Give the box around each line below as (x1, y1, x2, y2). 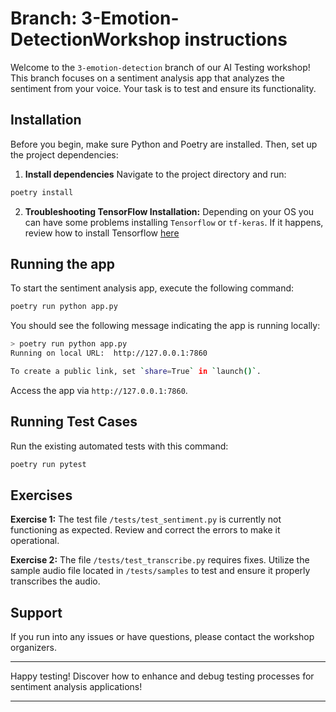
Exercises (10, 487, 73, 504)
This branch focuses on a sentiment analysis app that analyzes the (10, 72, 285, 84)
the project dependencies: (10, 148, 119, 161)
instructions (184, 28, 288, 51)
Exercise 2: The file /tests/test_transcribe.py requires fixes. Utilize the (10, 554, 310, 566)
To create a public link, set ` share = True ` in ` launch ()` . (10, 367, 262, 377)
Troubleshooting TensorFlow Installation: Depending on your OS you (24, 205, 315, 217)
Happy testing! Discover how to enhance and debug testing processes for (10, 670, 315, 682)
